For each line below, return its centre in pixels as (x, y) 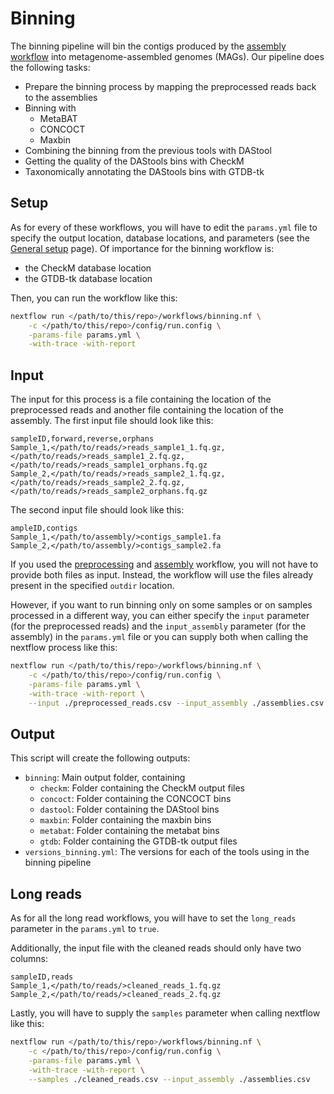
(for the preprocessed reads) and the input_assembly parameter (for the (158, 626)
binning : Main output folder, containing (105, 778)
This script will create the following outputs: (100, 758)
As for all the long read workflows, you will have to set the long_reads (153, 918)
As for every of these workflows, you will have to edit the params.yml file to (164, 227)
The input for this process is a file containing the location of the (141, 399)
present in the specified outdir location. (92, 586)
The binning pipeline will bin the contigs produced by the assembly (148, 46)
